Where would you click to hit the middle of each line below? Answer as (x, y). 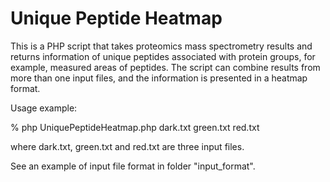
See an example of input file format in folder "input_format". (133, 166)
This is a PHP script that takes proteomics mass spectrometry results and (161, 46)
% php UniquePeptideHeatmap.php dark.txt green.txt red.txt (135, 127)
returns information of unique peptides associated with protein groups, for (163, 56)
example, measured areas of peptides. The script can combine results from (165, 67)
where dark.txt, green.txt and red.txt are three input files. (127, 146)
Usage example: (44, 108)
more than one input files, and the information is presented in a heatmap (159, 78)
